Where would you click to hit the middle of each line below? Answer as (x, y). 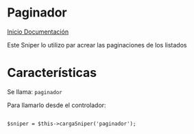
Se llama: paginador (35, 91)
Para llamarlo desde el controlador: (57, 105)
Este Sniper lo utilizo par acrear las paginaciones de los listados (97, 45)
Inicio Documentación (38, 32)
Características (52, 73)
